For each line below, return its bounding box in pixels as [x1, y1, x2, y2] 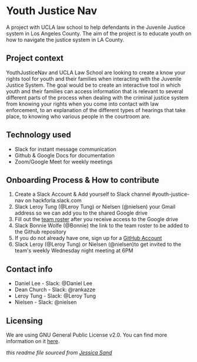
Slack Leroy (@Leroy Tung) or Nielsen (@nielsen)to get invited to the [14, 241, 181, 248]
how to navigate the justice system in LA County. [6, 36, 125, 43]
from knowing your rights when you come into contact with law [6, 100, 159, 107]
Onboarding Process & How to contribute [6, 175, 160, 185]
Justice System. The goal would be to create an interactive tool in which [6, 81, 181, 88]
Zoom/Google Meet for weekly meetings [14, 158, 113, 165]
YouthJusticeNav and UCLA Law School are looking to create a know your [6, 69, 186, 76]
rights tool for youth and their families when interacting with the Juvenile [6, 75, 182, 82]
